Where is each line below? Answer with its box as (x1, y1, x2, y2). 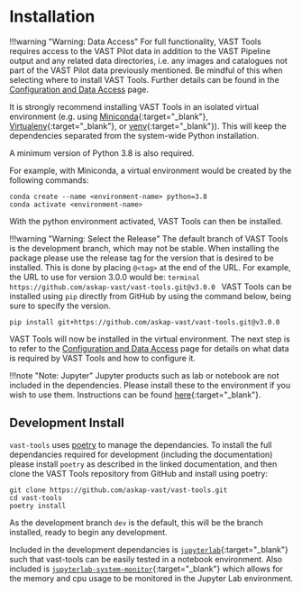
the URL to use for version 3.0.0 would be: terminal (9, 271, 201, 282)
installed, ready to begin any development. (9, 526, 169, 537)
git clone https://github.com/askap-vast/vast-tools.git (9, 485, 228, 495)
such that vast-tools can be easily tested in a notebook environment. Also (9, 553, 282, 564)
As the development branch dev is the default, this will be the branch (9, 516, 264, 528)
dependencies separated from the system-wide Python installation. (9, 130, 260, 141)
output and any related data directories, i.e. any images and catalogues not (9, 55, 288, 66)
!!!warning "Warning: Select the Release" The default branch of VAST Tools (9, 233, 288, 244)
